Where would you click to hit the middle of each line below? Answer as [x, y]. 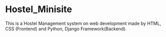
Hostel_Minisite [39, 9]
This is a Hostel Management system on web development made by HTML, [83, 23]
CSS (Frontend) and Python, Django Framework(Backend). [66, 28]
